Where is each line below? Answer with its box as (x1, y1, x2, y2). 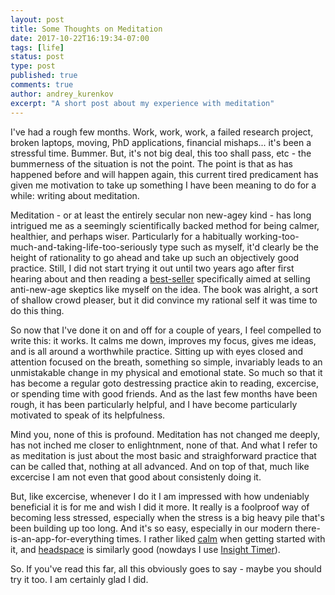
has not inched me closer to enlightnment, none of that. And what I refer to (10, 439, 318, 451)
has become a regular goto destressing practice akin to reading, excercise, (10, 377, 319, 389)
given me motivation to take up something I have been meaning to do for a (10, 179, 317, 191)
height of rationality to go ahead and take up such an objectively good (10, 251, 300, 263)
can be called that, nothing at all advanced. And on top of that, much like (10, 460, 310, 472)
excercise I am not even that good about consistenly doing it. (10, 471, 262, 483)
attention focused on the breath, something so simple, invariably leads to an (10, 356, 323, 368)
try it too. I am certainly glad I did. (10, 573, 149, 585)
